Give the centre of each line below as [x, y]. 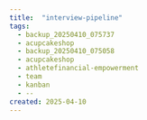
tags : [19, 26]
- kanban [34, 85]
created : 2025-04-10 [48, 102]
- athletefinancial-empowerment [78, 69]
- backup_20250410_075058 [66, 51]
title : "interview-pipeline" [66, 18]
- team [30, 77]
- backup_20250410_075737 [66, 34]
